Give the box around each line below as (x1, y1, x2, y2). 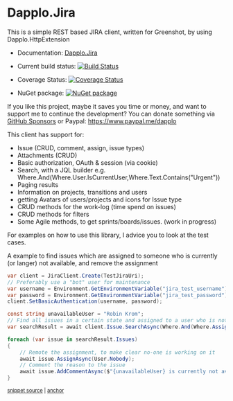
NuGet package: (17, 89, 64, 97)
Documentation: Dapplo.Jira (17, 48, 98, 57)
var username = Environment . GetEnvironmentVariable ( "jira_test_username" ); (7, 285, 231, 292)
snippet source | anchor (7, 387, 64, 394)
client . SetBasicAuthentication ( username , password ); (7, 298, 163, 305)
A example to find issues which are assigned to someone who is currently (7, 251, 218, 260)
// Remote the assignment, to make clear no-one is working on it (19, 348, 216, 356)
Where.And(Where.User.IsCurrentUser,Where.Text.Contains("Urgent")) (17, 173, 221, 181)
